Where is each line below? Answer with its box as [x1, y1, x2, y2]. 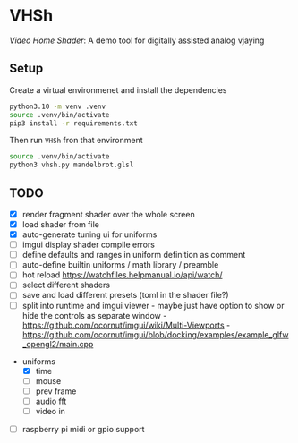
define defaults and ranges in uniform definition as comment [21, 250, 246, 260]
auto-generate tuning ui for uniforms [21, 229, 158, 240]
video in [35, 405, 65, 416]
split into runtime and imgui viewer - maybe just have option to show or [21, 300, 285, 311]
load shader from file [21, 219, 100, 229]
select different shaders [21, 279, 110, 291]
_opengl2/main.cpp [21, 338, 94, 349]
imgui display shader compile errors [21, 239, 155, 251]
